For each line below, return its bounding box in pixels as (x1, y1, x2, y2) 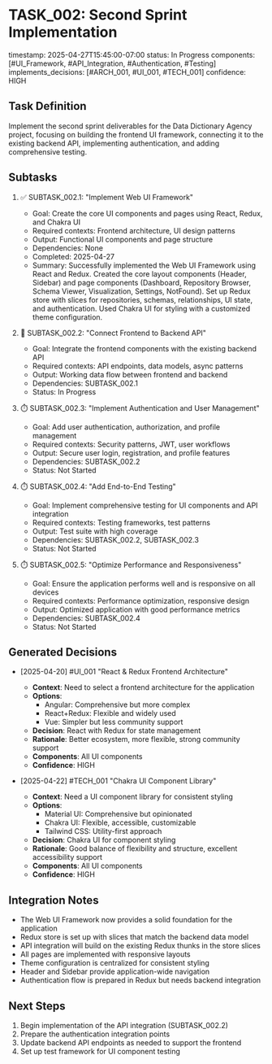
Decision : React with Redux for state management (32, 726, 201, 735)
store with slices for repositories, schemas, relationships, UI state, (32, 294, 253, 304)
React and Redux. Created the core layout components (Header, (32, 268, 247, 278)
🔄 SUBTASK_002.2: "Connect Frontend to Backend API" (19, 328, 207, 338)
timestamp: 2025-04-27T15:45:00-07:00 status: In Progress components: (8, 50, 256, 59)
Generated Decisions (8, 645, 118, 659)
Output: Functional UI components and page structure (32, 234, 214, 244)
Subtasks (8, 171, 58, 185)
